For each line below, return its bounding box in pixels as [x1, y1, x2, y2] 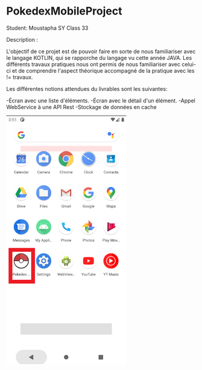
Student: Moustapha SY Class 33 [6, 24, 89, 31]
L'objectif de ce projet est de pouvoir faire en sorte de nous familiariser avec [6, 47, 196, 55]
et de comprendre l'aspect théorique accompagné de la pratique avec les [11, 67, 195, 74]
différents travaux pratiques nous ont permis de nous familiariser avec [6, 61, 181, 68]
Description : [6, 36, 38, 43]
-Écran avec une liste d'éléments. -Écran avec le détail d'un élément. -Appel [6, 97, 196, 104]
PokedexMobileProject [6, 4, 122, 18]
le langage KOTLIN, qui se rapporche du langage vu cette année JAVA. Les [6, 54, 192, 61]
